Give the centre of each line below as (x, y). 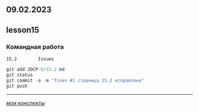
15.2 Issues (30, 59)
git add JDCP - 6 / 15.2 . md (36, 70)
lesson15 (23, 30)
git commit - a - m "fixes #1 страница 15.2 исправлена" (75, 80)
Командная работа (35, 47)
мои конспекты (26, 103)
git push (17, 86)
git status (20, 75)
